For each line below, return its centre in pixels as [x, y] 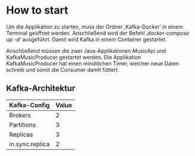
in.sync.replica [29, 144]
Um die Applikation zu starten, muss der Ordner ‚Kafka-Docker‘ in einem [95, 27]
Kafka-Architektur [41, 89]
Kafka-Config [29, 105]
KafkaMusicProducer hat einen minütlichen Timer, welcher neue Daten [93, 63]
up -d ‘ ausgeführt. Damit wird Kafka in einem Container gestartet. [87, 39]
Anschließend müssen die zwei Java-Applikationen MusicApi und [86, 50]
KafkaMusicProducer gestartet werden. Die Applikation [74, 57]
